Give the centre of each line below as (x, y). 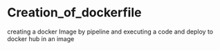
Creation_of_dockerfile (74, 13)
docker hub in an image (41, 38)
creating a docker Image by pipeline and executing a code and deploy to (110, 32)
